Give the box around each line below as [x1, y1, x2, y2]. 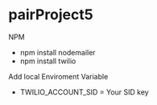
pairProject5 [8, 6, 94, 24]
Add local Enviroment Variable [8, 71, 109, 81]
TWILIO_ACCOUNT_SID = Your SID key [19, 87, 149, 97]
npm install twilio [19, 56, 76, 66]
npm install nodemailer [19, 47, 96, 57]
